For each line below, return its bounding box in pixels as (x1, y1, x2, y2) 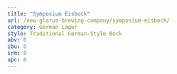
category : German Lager (7, 23, 78, 30)
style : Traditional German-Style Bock (7, 30, 122, 37)
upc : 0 (7, 56, 27, 63)
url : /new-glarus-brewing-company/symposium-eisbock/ (7, 17, 171, 24)
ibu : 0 (7, 43, 27, 50)
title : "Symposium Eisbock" (7, 10, 91, 18)
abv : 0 (7, 37, 27, 44)
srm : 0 (7, 50, 27, 57)
